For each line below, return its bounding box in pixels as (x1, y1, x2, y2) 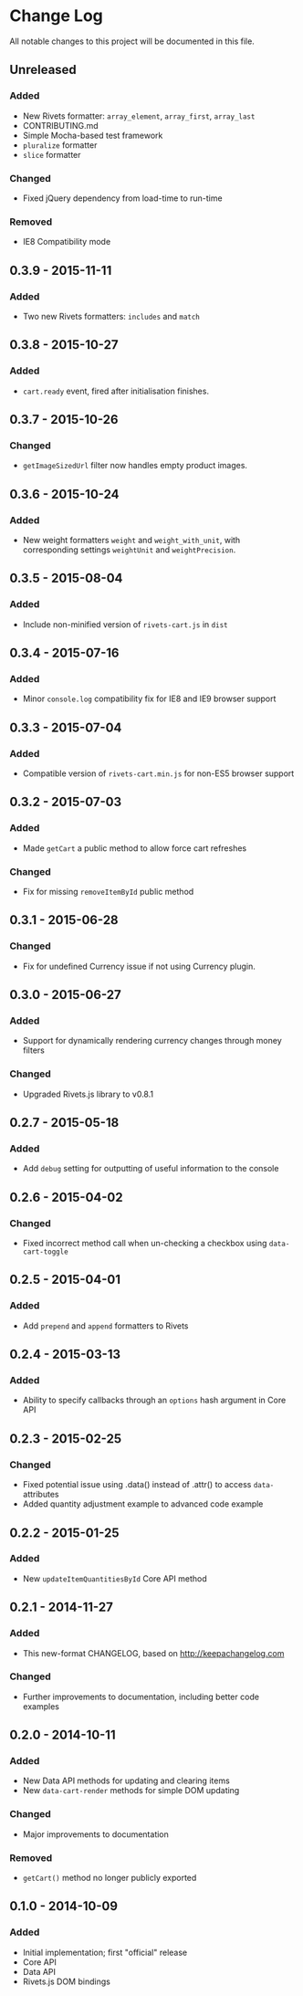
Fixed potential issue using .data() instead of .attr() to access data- (22, 1479, 275, 1490)
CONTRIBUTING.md (22, 120, 99, 131)
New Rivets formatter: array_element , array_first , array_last (22, 110, 256, 121)
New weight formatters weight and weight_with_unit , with (22, 534, 241, 545)
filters (22, 1045, 46, 1056)
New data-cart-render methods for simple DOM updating (22, 1785, 240, 1796)
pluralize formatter (22, 139, 98, 151)
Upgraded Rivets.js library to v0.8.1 (22, 1088, 153, 1099)
